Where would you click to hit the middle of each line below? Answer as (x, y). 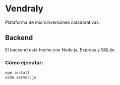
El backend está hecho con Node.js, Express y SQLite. (60, 49)
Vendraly (24, 9)
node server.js (21, 77)
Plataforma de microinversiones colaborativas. (53, 22)
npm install (17, 73)
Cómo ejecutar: (24, 62)
